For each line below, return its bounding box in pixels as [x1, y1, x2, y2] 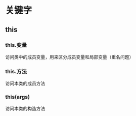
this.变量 [5, 41, 27, 48]
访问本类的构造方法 [5, 105, 46, 112]
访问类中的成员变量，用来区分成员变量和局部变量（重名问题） [5, 54, 134, 60]
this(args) [5, 94, 30, 101]
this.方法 [5, 68, 27, 75]
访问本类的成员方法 [5, 80, 46, 86]
